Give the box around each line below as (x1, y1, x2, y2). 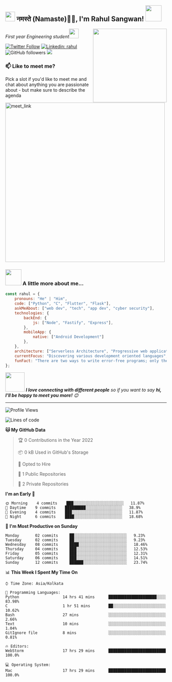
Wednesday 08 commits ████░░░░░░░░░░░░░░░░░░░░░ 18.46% (5, 542, 147, 547)
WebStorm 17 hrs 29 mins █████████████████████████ (5, 648, 166, 653)
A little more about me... (22, 280, 84, 287)
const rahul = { (5, 291, 40, 297)
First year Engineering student (5, 33, 69, 39)
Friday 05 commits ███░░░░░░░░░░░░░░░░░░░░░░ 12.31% (5, 551, 147, 556)
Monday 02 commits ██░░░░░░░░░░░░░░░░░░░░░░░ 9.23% (5, 533, 145, 538)
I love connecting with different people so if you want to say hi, (25, 387, 162, 393)
